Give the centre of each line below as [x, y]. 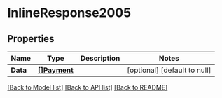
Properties [31, 39]
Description [100, 58]
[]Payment [55, 70]
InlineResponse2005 [69, 13]
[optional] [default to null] [169, 70]
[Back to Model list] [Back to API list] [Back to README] [88, 87]
